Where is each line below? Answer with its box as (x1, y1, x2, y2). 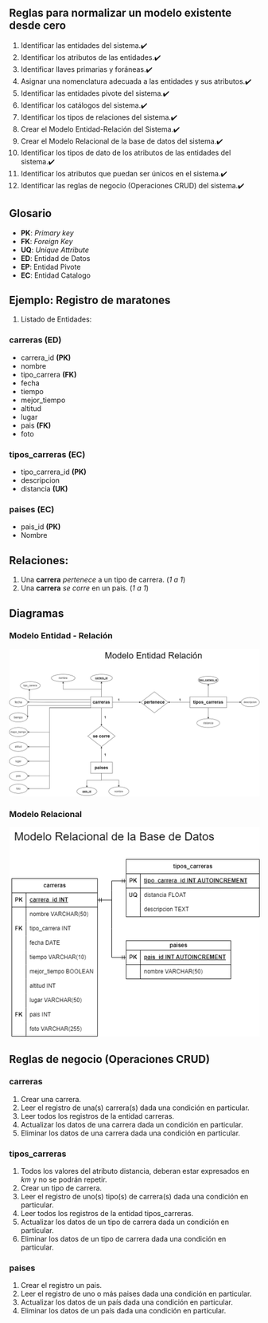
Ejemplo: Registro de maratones (9, 294, 171, 307)
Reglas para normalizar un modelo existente (9, 6, 232, 20)
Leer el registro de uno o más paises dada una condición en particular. (20, 1289, 252, 1299)
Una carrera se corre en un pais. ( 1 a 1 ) (20, 583, 150, 593)
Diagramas (9, 606, 64, 620)
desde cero (9, 19, 67, 33)
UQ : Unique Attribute (20, 245, 90, 255)
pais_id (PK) (20, 522, 61, 531)
